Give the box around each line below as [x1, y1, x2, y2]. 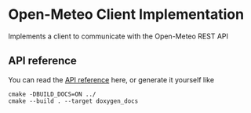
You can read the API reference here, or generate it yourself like [8, 75, 214, 84]
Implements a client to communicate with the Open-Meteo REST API [8, 31, 229, 41]
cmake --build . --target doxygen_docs [8, 97, 139, 105]
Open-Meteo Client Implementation [8, 5, 245, 24]
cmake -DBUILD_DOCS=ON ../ [8, 90, 96, 98]
